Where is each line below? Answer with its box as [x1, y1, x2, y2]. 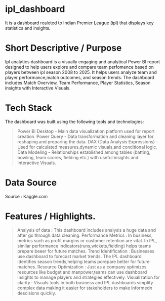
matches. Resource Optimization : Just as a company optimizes [17, 263, 147, 270]
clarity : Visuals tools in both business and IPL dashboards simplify [17, 279, 153, 285]
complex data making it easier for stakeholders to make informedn [17, 285, 153, 291]
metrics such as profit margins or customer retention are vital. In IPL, [17, 237, 157, 243]
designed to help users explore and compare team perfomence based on [5, 64, 154, 70]
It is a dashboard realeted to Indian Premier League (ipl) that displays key [5, 20, 154, 26]
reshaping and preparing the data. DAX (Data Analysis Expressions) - [17, 138, 158, 144]
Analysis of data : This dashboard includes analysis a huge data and [17, 227, 156, 233]
